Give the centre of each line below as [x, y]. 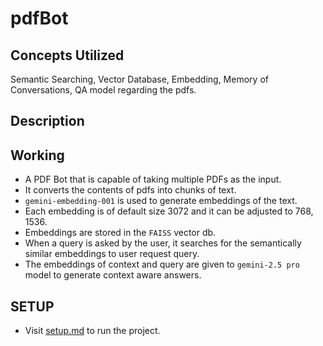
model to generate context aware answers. [113, 275]
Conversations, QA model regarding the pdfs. [103, 90]
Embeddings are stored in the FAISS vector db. [120, 233]
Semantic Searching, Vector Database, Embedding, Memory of [139, 79]
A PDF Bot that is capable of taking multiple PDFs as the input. [153, 179]
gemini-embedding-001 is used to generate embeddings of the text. [161, 201]
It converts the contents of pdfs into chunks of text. [130, 190]
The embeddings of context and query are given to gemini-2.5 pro [162, 264]
